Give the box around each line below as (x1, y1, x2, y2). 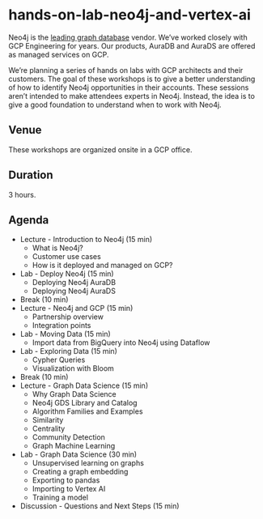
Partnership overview (32, 312, 104, 321)
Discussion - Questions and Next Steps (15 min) (19, 501, 180, 511)
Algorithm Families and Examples (32, 406, 143, 416)
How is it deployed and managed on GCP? (32, 261, 173, 270)
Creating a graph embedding (32, 467, 129, 477)
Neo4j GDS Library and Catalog (32, 398, 138, 408)
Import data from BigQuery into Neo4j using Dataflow (32, 338, 210, 347)
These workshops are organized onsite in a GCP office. (8, 144, 193, 155)
